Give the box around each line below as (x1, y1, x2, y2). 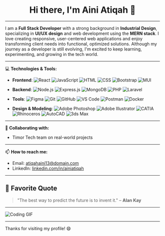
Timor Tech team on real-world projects (12, 134, 93, 140)
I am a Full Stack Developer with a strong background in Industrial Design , (5, 25, 157, 31)
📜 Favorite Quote (5, 184, 57, 193)
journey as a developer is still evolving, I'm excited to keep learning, (5, 46, 142, 52)
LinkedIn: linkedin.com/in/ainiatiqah (12, 165, 84, 171)
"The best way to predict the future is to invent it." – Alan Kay (17, 197, 141, 203)
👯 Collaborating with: (5, 125, 49, 131)
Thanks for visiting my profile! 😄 (5, 225, 71, 231)
